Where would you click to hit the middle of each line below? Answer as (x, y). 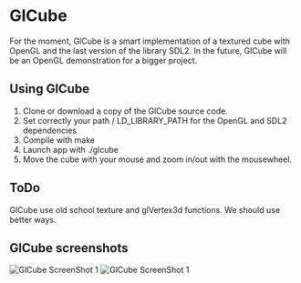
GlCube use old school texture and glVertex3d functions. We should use (145, 209)
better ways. (33, 219)
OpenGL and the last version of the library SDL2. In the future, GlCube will (148, 50)
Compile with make (59, 140)
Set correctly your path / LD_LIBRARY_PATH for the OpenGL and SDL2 (155, 120)
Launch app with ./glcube (70, 149)
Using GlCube (49, 89)
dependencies (50, 130)
